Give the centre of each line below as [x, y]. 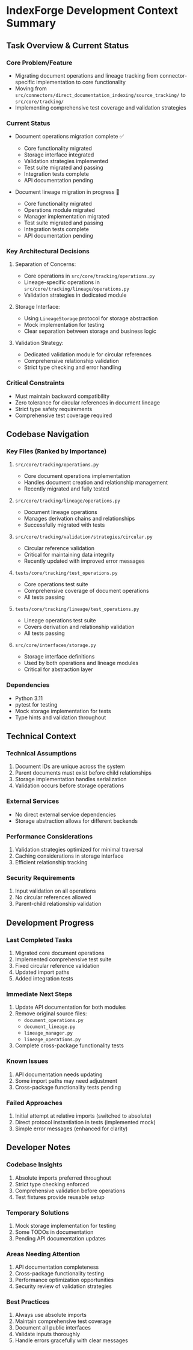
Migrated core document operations [60, 953]
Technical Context [41, 736]
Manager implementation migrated [67, 217]
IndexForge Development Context [92, 11]
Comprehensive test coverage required [63, 415]
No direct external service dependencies [65, 814]
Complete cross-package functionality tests [69, 1045]
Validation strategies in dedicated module [75, 295]
